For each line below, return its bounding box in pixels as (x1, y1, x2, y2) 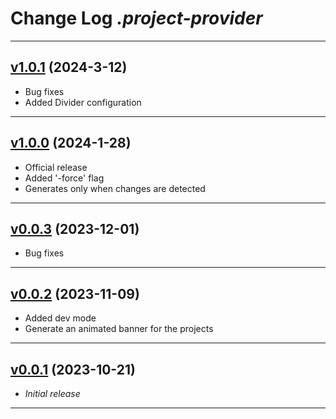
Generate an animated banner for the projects (24, 323, 214, 335)
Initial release (24, 388, 81, 399)
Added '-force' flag (24, 172, 105, 184)
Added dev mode (24, 312, 97, 324)
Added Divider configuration (24, 96, 142, 108)
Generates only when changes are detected (24, 182, 206, 194)
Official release (24, 161, 88, 173)
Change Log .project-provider (10, 7, 263, 30)
